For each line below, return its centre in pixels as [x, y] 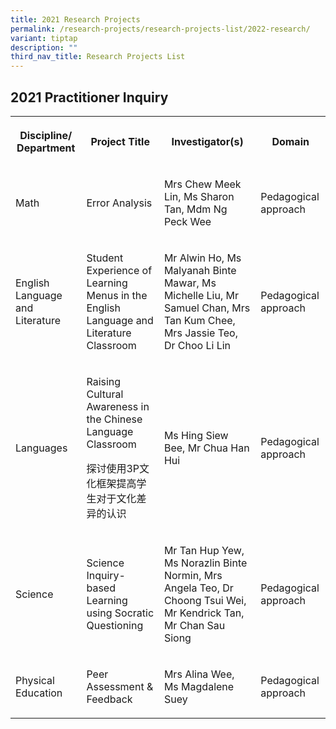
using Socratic [120, 613]
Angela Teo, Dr [198, 588]
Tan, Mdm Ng [195, 209]
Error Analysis [119, 203]
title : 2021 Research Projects [75, 19]
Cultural [105, 394]
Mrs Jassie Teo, [200, 333]
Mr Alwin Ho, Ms [202, 258]
